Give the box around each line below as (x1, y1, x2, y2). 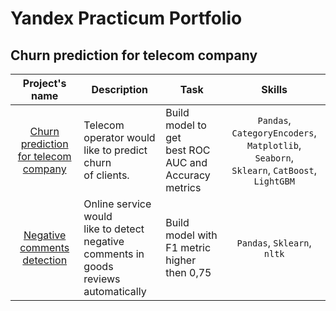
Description (91, 83, 148, 96)
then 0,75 (165, 266, 212, 279)
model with (165, 228, 218, 242)
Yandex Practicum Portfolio (10, 7, 243, 30)
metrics (165, 181, 202, 194)
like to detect (83, 222, 145, 236)
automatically (83, 285, 147, 298)
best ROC (165, 143, 211, 157)
